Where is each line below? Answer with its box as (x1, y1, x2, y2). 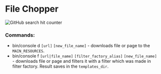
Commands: (5, 32, 35, 38)
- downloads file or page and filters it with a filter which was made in (12, 58, 151, 64)
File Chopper (5, 3, 59, 15)
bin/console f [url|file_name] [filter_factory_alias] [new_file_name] (12, 53, 157, 59)
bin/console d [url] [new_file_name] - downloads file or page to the (12, 43, 150, 49)
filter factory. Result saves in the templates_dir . (12, 63, 109, 69)
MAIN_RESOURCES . (12, 48, 45, 54)
